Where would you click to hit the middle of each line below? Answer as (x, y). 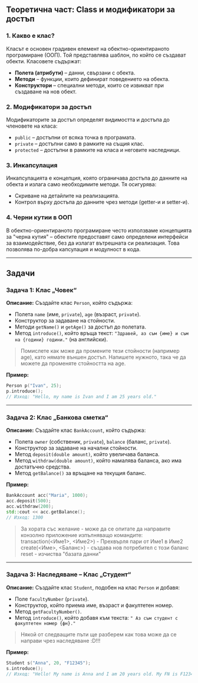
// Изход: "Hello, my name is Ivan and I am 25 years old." (82, 397)
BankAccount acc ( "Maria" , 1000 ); (47, 496)
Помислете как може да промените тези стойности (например (100, 351)
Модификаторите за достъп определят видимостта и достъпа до (88, 119)
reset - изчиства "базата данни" (61, 554)
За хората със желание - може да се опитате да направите (95, 529)
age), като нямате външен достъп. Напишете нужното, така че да (103, 357)
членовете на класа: (32, 126)
